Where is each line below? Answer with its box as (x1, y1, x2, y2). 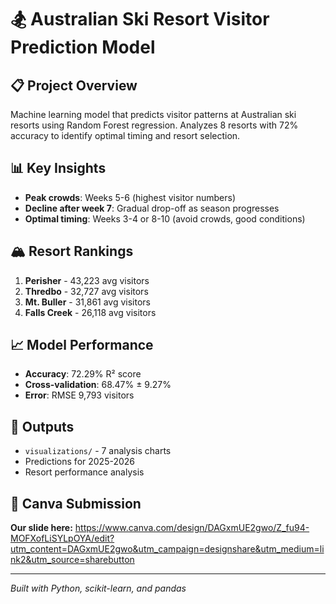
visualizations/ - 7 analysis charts (24, 445, 172, 457)
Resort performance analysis (24, 466, 145, 478)
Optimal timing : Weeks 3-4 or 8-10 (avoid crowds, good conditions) (24, 212, 306, 225)
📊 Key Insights (10, 160, 107, 177)
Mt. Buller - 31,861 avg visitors (24, 296, 152, 308)
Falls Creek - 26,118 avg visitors (24, 306, 157, 318)
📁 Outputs (10, 418, 75, 435)
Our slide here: (10, 522, 73, 534)
